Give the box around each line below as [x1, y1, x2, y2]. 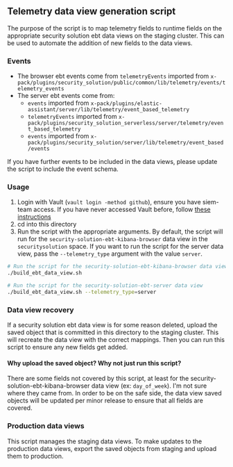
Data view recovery [7, 305, 74, 315]
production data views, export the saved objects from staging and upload [7, 444, 217, 452]
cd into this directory [17, 220, 77, 229]
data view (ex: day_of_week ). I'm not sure [91, 382, 207, 390]
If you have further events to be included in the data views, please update [7, 158, 218, 166]
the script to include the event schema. [7, 165, 119, 173]
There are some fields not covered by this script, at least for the [7, 375, 189, 383]
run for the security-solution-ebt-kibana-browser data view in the [17, 235, 208, 243]
